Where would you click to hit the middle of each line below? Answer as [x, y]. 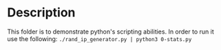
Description [41, 13]
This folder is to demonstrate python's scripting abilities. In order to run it [111, 32]
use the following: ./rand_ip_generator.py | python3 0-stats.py [99, 38]
